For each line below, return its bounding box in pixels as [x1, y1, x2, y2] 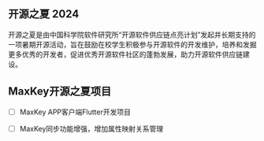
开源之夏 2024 [8, 7, 80, 21]
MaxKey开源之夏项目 [8, 85, 112, 98]
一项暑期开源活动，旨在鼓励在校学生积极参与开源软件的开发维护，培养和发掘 [8, 39, 257, 49]
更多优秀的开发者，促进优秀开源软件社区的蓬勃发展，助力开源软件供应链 [8, 50, 243, 59]
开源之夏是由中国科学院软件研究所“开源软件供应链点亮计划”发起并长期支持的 [8, 30, 256, 39]
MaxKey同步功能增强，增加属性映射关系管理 [19, 124, 164, 133]
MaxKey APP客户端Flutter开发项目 [19, 107, 132, 117]
